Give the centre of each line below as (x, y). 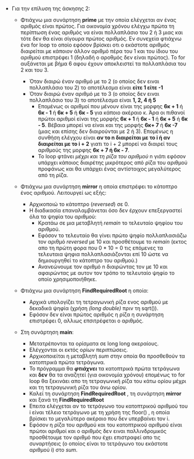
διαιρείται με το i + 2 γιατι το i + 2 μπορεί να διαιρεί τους (108, 144)
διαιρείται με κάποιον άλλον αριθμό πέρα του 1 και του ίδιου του (99, 51)
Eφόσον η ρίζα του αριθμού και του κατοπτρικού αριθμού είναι (106, 425)
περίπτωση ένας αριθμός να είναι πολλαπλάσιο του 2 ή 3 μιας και (102, 32)
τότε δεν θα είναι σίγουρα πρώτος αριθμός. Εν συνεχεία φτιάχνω (101, 39)
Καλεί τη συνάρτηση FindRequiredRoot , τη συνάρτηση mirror (105, 393)
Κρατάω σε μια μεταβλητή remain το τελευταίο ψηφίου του (110, 223)
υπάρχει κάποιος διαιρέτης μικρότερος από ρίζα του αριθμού (113, 162)
